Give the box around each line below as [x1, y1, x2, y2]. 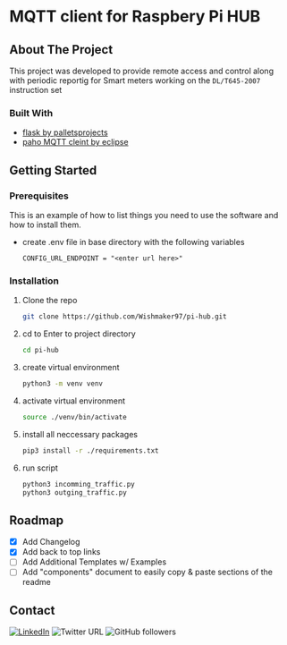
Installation [9, 275, 60, 287]
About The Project [9, 42, 114, 57]
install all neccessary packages [21, 429, 139, 439]
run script [21, 463, 58, 473]
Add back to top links [21, 547, 101, 557]
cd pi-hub [21, 346, 60, 355]
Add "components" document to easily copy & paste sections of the [21, 566, 273, 578]
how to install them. [9, 219, 82, 230]
